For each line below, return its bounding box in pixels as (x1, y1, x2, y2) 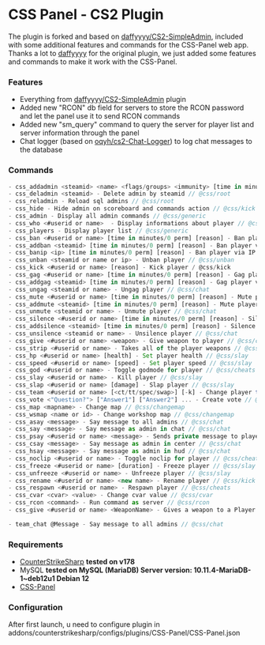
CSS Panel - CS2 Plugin (8, 6, 164, 24)
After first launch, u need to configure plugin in (8, 620, 160, 629)
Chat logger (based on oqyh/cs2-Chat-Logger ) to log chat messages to (19, 137, 252, 146)
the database (19, 145, 63, 155)
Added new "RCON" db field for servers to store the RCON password (19, 103, 244, 112)
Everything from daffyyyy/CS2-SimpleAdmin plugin (19, 95, 187, 104)
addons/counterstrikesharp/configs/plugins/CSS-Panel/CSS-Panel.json (8, 628, 241, 638)
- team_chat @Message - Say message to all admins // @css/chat (8, 520, 224, 528)
